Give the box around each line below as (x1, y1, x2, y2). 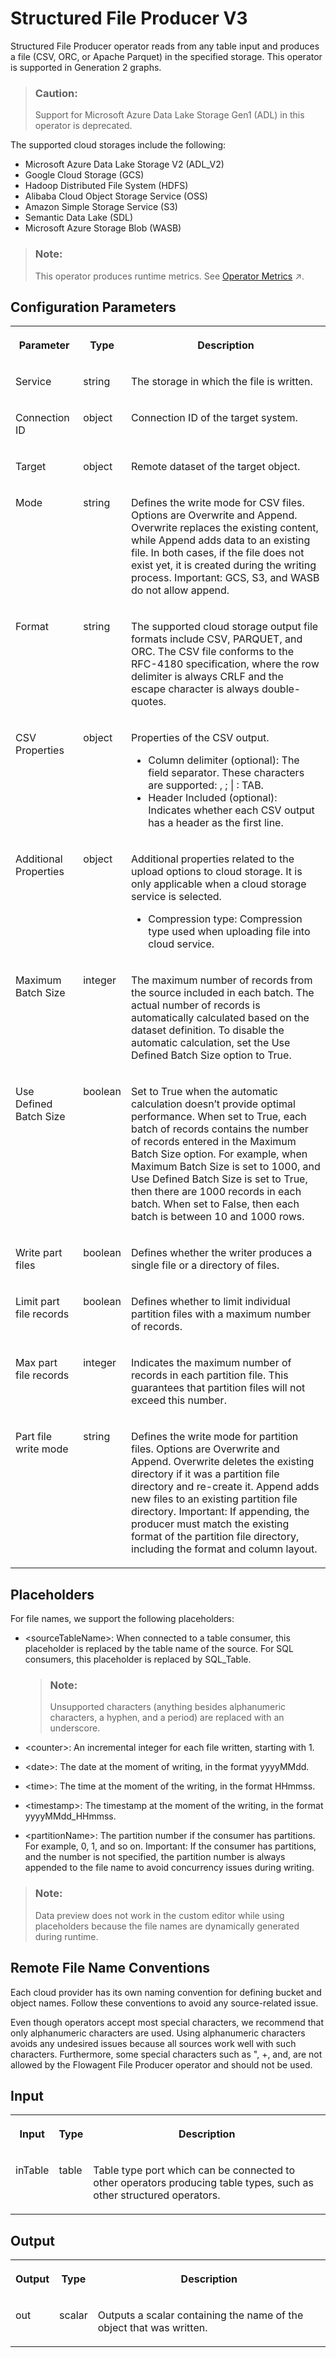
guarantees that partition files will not (131, 1381, 306, 1395)
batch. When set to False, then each (131, 1197, 300, 1211)
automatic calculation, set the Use (131, 1036, 291, 1050)
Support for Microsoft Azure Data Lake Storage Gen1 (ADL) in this (34, 109, 305, 121)
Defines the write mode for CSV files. (131, 496, 305, 510)
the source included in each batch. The (131, 986, 315, 1000)
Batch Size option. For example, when (131, 1147, 308, 1161)
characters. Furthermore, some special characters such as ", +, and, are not (10, 2048, 323, 2060)
